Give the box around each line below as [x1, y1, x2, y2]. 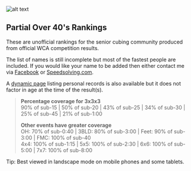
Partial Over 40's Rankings [6, 22, 108, 32]
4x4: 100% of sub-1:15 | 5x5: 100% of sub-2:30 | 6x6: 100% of [20, 140, 173, 147]
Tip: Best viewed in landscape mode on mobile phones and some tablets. [6, 158, 184, 165]
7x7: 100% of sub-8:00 [36, 146, 93, 153]
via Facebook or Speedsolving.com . [6, 68, 94, 75]
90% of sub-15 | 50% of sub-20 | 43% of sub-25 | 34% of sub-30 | [20, 104, 186, 111]
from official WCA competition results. [6, 44, 99, 51]
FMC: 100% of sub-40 [36, 134, 91, 141]
